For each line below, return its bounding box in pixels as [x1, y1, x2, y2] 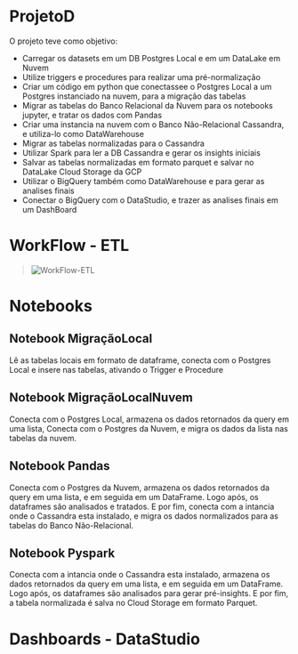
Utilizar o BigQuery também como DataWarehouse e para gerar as [21, 175, 265, 186]
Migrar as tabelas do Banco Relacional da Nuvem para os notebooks [21, 100, 273, 110]
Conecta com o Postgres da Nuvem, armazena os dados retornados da [9, 482, 270, 493]
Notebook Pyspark [9, 545, 116, 561]
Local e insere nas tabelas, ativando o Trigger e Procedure [9, 364, 224, 375]
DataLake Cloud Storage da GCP [21, 166, 142, 177]
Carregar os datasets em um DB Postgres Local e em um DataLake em [21, 52, 281, 63]
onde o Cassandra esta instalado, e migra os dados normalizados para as [9, 510, 278, 521]
